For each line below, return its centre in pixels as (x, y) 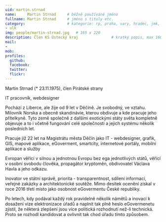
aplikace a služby (23, 149)
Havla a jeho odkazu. (26, 168)
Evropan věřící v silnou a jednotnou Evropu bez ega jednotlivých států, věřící (83, 158)
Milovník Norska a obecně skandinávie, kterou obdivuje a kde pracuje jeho (81, 112)
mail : (11, 42)
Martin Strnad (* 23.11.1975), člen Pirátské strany (54, 88)
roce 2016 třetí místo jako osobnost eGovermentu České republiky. (73, 189)
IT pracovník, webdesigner (32, 98)
